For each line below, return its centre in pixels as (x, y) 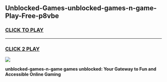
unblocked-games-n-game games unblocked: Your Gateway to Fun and (81, 69)
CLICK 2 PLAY (22, 49)
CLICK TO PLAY (24, 30)
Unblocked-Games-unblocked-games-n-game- (81, 8)
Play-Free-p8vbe (32, 16)
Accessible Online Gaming (33, 74)
